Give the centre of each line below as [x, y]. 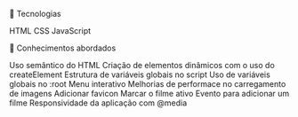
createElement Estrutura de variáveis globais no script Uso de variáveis [140, 74]
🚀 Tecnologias [35, 14]
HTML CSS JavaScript [50, 31]
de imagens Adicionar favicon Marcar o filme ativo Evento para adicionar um [149, 94]
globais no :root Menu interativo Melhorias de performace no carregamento [148, 84]
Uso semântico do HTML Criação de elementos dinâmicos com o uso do [142, 65]
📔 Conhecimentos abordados [63, 48]
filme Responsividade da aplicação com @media [98, 103]
